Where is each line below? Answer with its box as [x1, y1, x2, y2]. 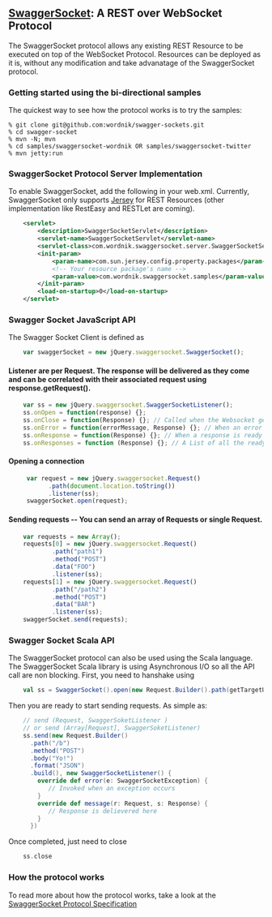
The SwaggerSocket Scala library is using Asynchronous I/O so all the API [8, 661, 255, 672]
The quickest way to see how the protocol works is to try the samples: [8, 105, 243, 115]
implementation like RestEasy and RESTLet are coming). [8, 204, 195, 213]
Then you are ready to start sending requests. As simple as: [8, 701, 208, 711]
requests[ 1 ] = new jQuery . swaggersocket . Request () [23, 578, 198, 586]
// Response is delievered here [48, 807, 158, 815]
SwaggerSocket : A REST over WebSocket [8, 6, 223, 20]
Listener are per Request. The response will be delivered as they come [8, 365, 250, 376]
